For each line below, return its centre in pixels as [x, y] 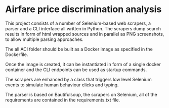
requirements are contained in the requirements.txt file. [63, 100]
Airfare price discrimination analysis [83, 9]
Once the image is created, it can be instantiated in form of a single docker [83, 64]
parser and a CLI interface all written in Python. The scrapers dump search [83, 28]
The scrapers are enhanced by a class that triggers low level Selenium [78, 79]
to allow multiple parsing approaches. [44, 39]
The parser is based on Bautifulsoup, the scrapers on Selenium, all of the [81, 94]
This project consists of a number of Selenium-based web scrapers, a [78, 23]
